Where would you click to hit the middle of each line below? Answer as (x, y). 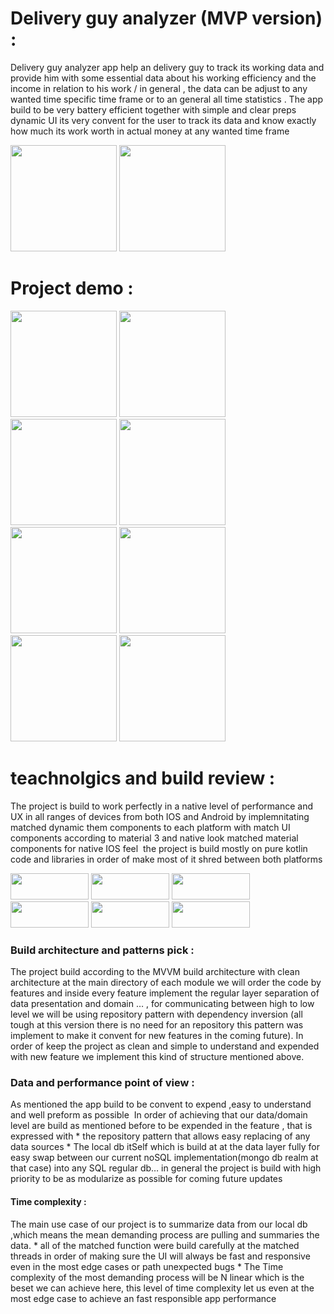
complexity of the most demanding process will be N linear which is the (157, 1277)
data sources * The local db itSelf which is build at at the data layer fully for (165, 1147)
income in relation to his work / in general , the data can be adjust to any (159, 88)
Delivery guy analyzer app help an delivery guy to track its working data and (167, 67)
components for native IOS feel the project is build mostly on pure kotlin (159, 848)
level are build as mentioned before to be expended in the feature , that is (161, 1126)
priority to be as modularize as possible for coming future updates (146, 1179)
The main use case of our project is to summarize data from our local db (159, 1224)
